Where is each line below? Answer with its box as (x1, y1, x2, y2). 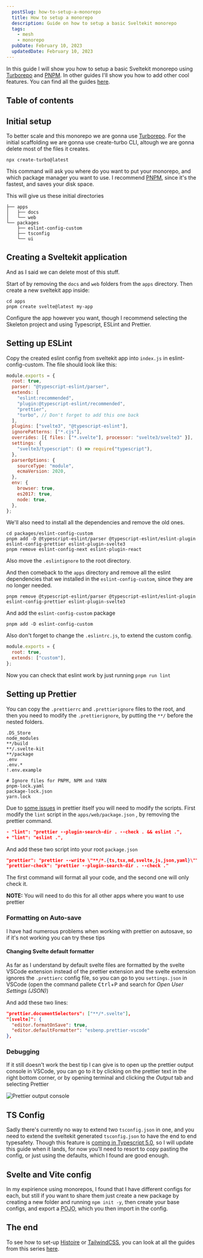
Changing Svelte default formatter (6, 948, 95, 955)
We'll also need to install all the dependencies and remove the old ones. (6, 519, 185, 526)
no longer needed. (6, 582, 53, 589)
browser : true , (17, 485, 56, 492)
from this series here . (6, 1245, 59, 1252)
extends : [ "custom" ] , (11, 655, 66, 661)
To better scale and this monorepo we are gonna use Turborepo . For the (6, 132, 186, 140)
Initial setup (6, 116, 52, 126)
